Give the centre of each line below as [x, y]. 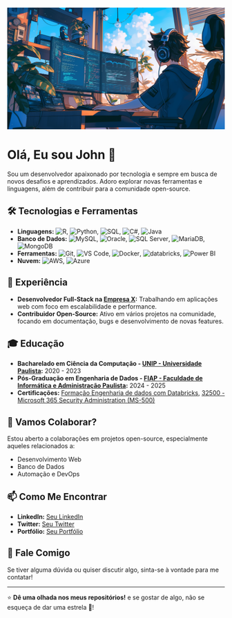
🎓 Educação [36, 344]
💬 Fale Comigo [39, 553]
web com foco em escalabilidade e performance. [87, 306]
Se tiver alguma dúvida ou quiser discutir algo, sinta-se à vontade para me [113, 570]
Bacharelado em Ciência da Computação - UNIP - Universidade [109, 364]
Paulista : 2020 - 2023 [49, 371]
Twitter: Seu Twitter [46, 524]
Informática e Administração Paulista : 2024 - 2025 [91, 386]
